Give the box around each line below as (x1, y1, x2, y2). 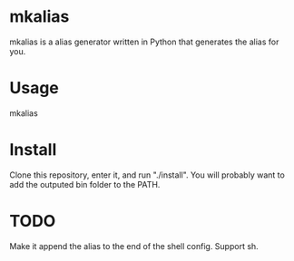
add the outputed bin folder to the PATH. (9, 179, 161, 189)
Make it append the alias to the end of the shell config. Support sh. (9, 240, 259, 251)
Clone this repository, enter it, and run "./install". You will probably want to (9, 169, 286, 180)
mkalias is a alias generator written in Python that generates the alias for (9, 36, 279, 47)
